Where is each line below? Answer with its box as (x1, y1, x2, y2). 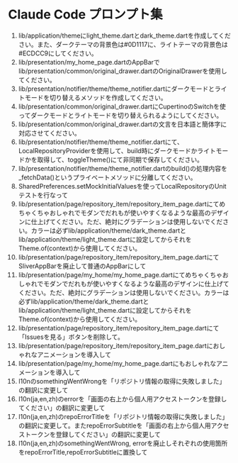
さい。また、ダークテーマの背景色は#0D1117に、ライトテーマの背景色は (18, 40, 229, 48)
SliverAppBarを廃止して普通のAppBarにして (18, 262, 147, 270)
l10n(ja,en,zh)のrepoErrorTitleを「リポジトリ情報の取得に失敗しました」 (18, 412, 229, 420)
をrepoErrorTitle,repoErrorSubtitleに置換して (18, 447, 148, 456)
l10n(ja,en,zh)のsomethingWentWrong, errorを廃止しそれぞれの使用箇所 (18, 439, 228, 447)
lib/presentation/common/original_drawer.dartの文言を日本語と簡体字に (18, 120, 227, 128)
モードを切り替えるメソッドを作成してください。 (24, 93, 167, 101)
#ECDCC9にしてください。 (18, 49, 98, 57)
